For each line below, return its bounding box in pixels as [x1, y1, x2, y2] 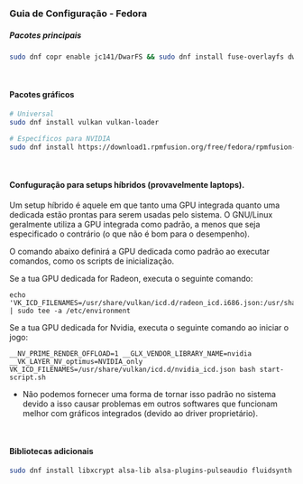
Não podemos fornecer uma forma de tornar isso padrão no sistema [22, 388, 277, 399]
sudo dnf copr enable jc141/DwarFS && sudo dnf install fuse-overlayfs [9, 52, 284, 61]
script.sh [9, 373, 47, 382]
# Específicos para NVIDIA [9, 134, 111, 143]
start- [259, 365, 284, 374]
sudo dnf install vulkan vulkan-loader [9, 117, 160, 126]
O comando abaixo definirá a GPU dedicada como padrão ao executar [9, 246, 271, 256]
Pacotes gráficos [9, 89, 75, 100]
